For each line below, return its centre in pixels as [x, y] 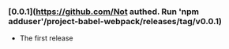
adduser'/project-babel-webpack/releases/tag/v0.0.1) [115, 21]
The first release [46, 38]
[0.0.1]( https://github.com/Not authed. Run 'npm [104, 12]
